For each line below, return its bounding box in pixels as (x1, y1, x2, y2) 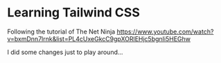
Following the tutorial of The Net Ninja (7, 27, 116, 36)
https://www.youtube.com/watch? (116, 27, 214, 36)
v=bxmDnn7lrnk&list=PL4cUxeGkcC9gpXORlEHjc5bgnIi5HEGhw (7, 34, 191, 42)
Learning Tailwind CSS (7, 5, 140, 21)
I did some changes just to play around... (7, 48, 123, 56)
